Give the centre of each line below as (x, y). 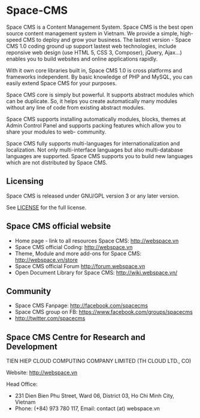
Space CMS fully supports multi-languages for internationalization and (93, 143)
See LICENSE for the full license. (46, 207)
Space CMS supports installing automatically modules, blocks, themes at (96, 119)
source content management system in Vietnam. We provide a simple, (93, 33)
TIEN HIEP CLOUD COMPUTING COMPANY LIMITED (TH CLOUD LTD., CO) (99, 361)
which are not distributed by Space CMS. (57, 162)
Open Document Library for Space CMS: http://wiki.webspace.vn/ (96, 272)
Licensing (25, 181)
